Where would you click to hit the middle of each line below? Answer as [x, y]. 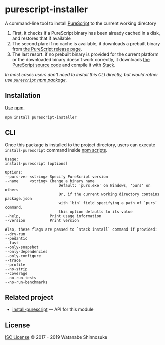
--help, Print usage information [53, 216]
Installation [23, 96]
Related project [29, 297]
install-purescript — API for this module [53, 309]
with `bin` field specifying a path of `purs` [108, 203]
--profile [15, 265]
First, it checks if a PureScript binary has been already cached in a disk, [86, 33]
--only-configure [23, 256]
